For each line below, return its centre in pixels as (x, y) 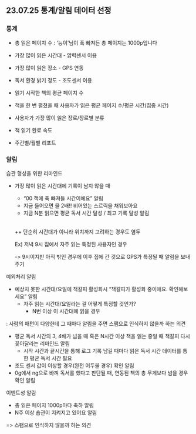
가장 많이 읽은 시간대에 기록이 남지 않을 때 (62, 186)
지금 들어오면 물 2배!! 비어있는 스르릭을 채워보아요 (80, 205)
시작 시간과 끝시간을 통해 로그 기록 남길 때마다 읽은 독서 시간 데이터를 (102, 350)
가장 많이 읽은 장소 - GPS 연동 (49, 68)
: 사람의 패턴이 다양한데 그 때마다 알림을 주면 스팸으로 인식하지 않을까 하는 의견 (96, 323)
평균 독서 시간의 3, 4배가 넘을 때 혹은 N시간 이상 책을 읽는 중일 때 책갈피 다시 (102, 336)
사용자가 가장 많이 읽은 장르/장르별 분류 (59, 118)
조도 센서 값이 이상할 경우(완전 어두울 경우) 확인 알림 (74, 365)
